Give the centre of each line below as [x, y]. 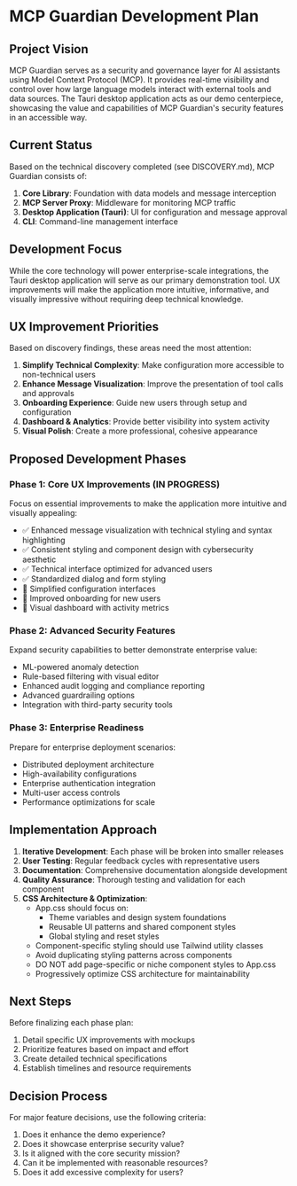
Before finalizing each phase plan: [71, 1023]
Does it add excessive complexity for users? [103, 1173]
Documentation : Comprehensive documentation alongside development [155, 870]
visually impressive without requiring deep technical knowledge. [126, 299]
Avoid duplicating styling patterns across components [133, 955]
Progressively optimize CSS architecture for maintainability [143, 973]
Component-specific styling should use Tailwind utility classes [149, 945]
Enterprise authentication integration [89, 783]
